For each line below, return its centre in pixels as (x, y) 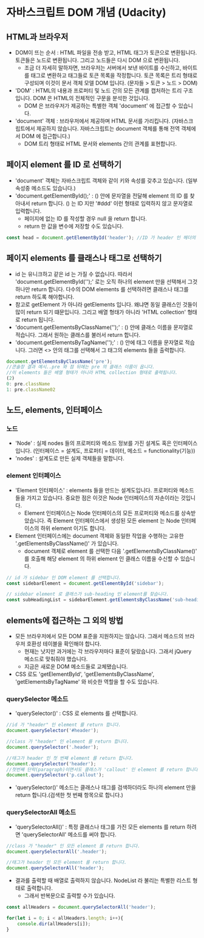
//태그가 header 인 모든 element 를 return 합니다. (66, 863)
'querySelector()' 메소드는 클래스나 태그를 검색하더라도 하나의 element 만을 (105, 787)
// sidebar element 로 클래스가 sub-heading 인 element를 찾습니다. (88, 594)
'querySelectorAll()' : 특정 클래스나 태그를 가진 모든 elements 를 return (100, 827)
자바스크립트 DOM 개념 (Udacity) (87, 12)
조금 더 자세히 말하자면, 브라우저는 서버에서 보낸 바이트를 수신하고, (103, 68)
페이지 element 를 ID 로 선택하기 (64, 165)
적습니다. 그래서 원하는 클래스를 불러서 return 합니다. (78, 334)
